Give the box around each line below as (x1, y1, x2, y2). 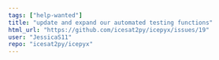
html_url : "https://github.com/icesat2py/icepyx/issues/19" (8, 26, 210, 34)
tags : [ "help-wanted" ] (8, 11, 83, 19)
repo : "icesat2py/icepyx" (8, 41, 93, 48)
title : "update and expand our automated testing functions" (8, 19, 213, 26)
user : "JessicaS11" (8, 33, 72, 41)
